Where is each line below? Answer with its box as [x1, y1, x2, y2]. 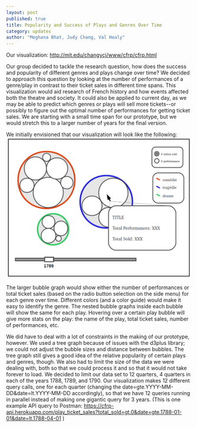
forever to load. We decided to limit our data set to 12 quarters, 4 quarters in [6, 371, 191, 378]
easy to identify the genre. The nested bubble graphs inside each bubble [6, 303, 183, 310]
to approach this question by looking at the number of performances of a [6, 76, 183, 83]
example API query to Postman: [6, 402, 83, 409]
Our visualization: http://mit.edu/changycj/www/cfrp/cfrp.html [6, 51, 157, 59]
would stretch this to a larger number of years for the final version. [6, 119, 168, 127]
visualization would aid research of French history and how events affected [6, 88, 189, 95]
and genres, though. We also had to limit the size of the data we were [6, 358, 175, 365]
